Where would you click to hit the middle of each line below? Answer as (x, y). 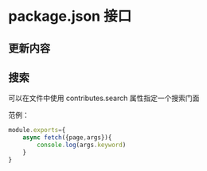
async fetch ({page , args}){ (67, 138)
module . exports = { (37, 130)
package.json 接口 (70, 16)
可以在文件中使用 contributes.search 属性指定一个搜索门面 (104, 98)
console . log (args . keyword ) (82, 145)
